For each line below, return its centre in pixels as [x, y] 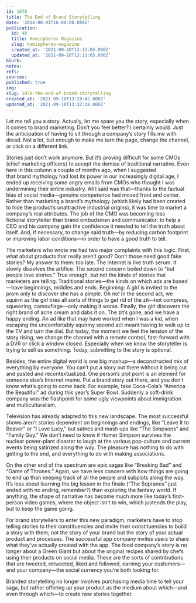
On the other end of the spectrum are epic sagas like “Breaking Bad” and [94, 465]
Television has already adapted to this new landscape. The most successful [97, 416]
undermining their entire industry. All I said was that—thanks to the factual [95, 188]
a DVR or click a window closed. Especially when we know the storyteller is [97, 343]
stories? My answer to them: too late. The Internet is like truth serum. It [91, 262]
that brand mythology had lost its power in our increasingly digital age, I [92, 176]
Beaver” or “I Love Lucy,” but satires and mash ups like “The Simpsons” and [97, 429]
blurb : [14, 60]
